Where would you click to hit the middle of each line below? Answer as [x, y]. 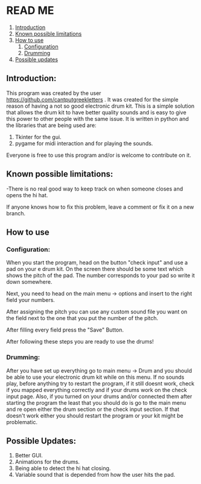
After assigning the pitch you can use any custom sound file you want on [97, 312]
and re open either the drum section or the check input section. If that [93, 409]
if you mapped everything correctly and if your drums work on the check [97, 390]
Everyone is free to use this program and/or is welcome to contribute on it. [99, 155]
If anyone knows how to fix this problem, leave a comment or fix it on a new [100, 207]
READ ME [30, 11]
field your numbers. [31, 300]
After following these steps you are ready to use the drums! [80, 342]
